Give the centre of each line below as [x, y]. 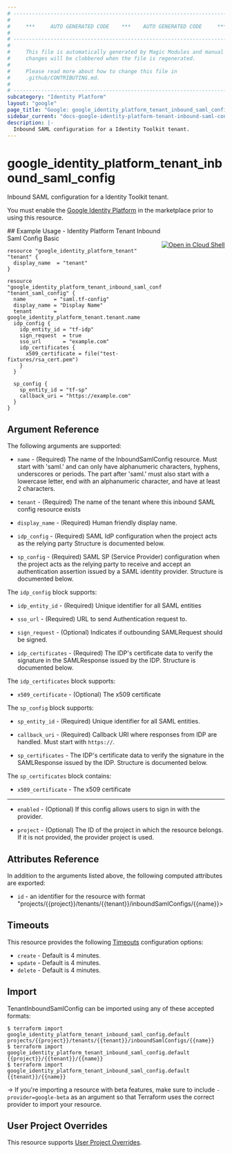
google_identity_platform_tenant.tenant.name [74, 318]
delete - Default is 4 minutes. [59, 970]
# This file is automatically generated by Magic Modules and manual [116, 52]
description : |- [30, 123]
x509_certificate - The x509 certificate [74, 789]
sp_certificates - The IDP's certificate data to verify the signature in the [120, 755]
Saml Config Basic [33, 238]
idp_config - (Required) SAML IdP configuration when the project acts [117, 536]
